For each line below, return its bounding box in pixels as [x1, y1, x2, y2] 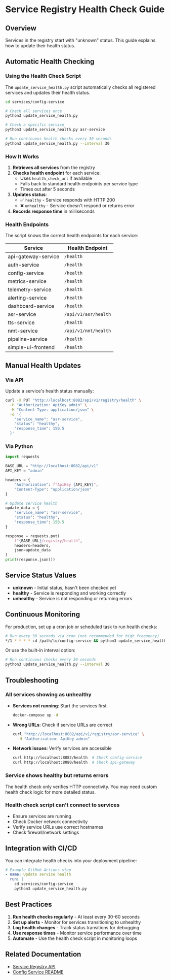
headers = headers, [14, 543, 51, 548]
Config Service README [12, 969, 64, 975]
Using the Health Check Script [5, 73, 81, 80]
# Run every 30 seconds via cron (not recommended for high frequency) [5, 633, 159, 638]
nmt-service [8, 328, 38, 335]
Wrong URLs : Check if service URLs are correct [12, 722, 113, 728]
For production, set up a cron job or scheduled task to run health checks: [5, 624, 158, 630]
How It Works [5, 153, 39, 160]
